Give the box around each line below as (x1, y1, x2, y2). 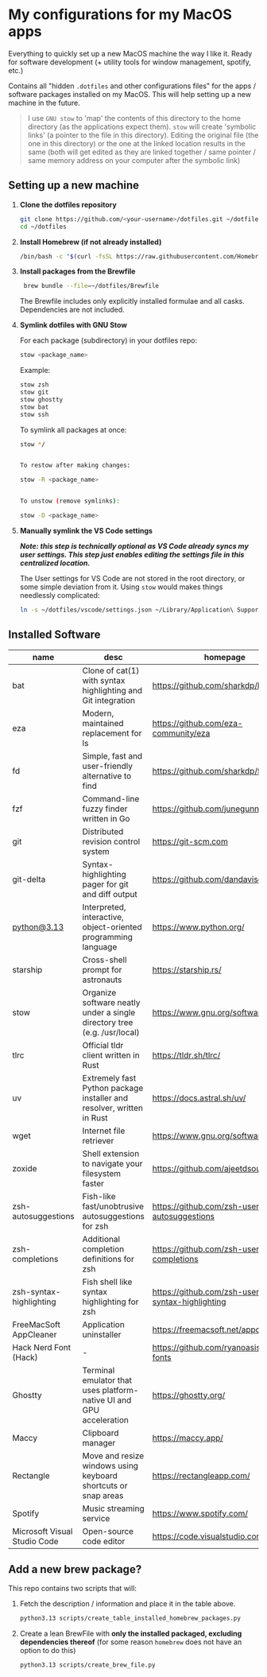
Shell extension (82, 1147, 140, 1159)
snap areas (82, 1489, 124, 1500)
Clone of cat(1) (82, 665, 140, 676)
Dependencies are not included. (19, 305, 125, 315)
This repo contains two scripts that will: (8, 1584, 137, 1594)
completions (12, 1253, 59, 1264)
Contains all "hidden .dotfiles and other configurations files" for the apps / (8, 81, 257, 91)
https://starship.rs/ (152, 964, 222, 975)
